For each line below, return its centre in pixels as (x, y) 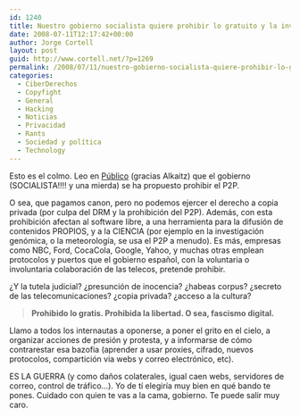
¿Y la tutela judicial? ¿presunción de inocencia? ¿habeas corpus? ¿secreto (146, 286)
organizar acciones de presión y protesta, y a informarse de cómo (131, 339)
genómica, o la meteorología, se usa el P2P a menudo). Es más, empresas (145, 240)
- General (35, 100)
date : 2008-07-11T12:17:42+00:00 (71, 34)
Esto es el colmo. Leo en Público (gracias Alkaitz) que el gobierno (130, 176)
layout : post (33, 51)
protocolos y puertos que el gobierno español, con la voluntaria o (129, 259)
